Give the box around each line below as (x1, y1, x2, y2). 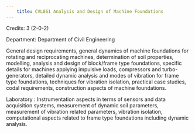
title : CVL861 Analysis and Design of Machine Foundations (16, 8, 164, 15)
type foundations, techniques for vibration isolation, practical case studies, (6, 78, 186, 85)
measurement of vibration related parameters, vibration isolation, (6, 108, 163, 115)
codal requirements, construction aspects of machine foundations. (6, 84, 167, 91)
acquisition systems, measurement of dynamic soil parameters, (6, 101, 159, 108)
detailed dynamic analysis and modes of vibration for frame (35, 72, 179, 79)
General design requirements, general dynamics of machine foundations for (6, 47, 189, 54)
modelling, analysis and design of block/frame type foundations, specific (6, 60, 182, 66)
